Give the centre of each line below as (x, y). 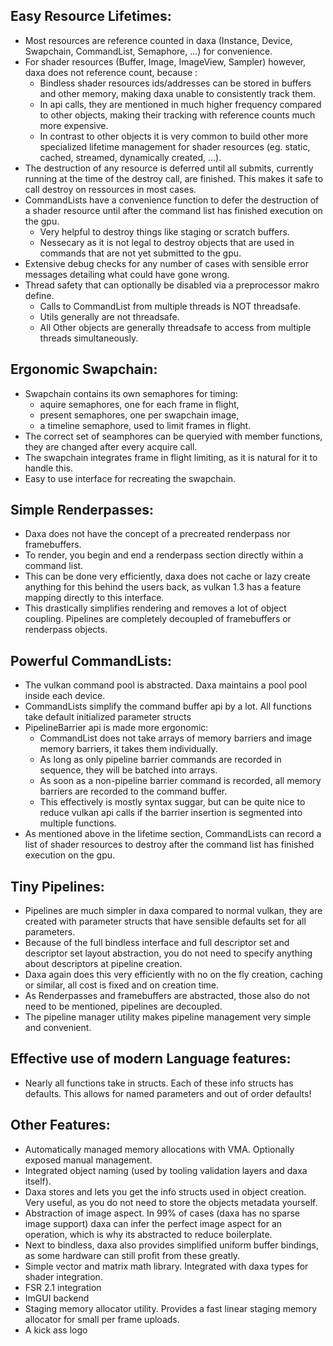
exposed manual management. (88, 1160)
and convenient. (58, 1028)
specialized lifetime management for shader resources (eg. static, (175, 146)
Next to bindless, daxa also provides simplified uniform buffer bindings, (171, 1245)
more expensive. (74, 125)
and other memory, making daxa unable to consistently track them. (177, 93)
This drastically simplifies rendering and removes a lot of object (155, 608)
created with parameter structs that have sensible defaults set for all (165, 921)
